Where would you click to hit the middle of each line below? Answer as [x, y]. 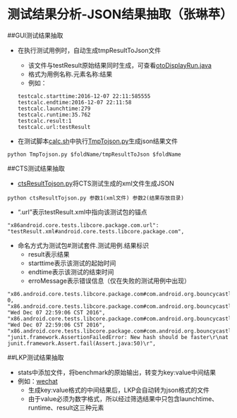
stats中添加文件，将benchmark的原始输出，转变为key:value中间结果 [117, 372]
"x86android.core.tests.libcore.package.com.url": [83, 225]
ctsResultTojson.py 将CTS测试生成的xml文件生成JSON [96, 183]
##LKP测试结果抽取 [36, 357]
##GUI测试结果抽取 [35, 35]
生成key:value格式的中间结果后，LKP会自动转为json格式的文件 [119, 390]
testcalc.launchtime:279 [54, 109]
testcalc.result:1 [44, 121]
